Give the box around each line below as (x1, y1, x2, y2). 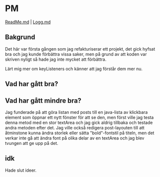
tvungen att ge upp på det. (5, 140, 59, 146)
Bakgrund (5, 33, 35, 41)
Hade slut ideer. (5, 167, 37, 173)
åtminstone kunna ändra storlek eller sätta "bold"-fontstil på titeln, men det (5, 130, 155, 136)
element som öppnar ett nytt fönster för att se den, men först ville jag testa (5, 114, 154, 120)
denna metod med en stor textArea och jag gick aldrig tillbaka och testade (5, 120, 153, 125)
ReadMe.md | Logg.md (5, 19, 51, 25)
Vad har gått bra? (5, 80, 58, 88)
